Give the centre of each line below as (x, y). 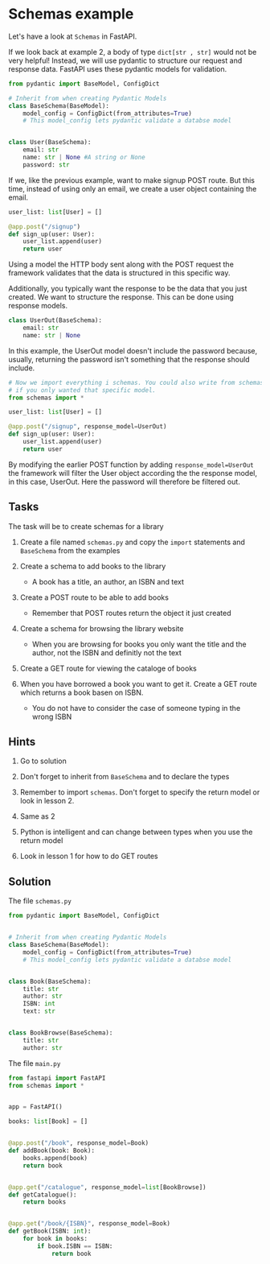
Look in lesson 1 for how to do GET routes (89, 856)
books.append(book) (55, 1158)
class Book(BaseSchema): (50, 981)
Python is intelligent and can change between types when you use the (136, 832)
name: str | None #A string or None (84, 158)
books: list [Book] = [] (48, 1121)
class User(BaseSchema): (50, 143)
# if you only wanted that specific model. (82, 390)
